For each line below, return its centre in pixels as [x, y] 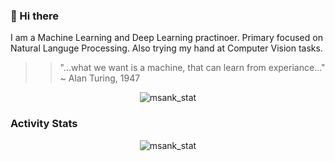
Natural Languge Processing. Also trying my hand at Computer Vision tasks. [166, 48]
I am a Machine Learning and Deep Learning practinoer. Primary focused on [166, 38]
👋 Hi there [35, 16]
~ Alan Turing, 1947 [100, 78]
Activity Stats [44, 124]
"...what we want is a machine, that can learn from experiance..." [192, 68]
